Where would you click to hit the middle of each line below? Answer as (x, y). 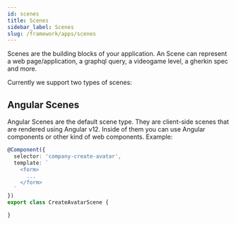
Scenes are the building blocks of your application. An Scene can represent (117, 54)
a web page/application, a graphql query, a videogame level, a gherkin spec (118, 62)
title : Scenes (28, 21)
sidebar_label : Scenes (41, 27)
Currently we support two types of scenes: (70, 83)
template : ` (31, 163)
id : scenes (23, 14)
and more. (22, 69)
